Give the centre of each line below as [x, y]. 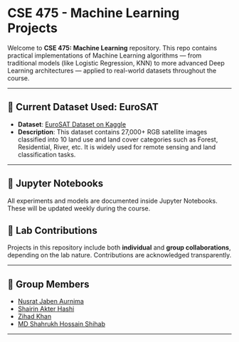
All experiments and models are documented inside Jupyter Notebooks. [113, 201]
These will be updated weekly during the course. [79, 208]
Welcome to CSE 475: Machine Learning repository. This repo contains [112, 48]
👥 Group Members [49, 284]
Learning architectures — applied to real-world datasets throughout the [112, 70]
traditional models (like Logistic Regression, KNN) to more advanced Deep [116, 63]
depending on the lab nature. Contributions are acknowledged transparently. [119, 255]
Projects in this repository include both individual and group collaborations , [119, 247]
